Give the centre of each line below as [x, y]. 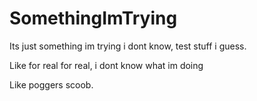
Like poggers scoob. [51, 84]
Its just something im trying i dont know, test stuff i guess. [128, 46]
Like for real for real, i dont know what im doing [106, 65]
